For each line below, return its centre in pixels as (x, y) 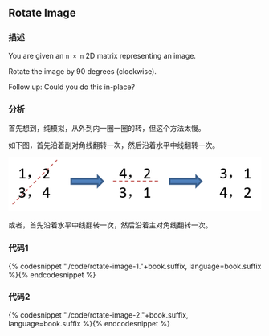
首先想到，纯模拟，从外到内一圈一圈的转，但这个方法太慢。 (107, 128)
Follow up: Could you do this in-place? (71, 87)
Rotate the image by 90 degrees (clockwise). (82, 71)
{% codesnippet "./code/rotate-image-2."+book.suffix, (98, 315)
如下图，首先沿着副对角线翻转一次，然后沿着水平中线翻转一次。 (114, 145)
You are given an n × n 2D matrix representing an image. (102, 55)
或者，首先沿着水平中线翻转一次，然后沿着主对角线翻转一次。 (110, 225)
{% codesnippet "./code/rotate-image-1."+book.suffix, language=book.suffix (135, 266)
